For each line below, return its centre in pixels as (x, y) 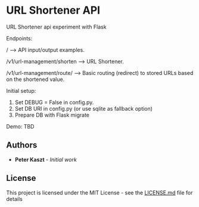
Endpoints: (19, 38)
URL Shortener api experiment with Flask (56, 27)
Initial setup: (21, 90)
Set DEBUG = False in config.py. (54, 102)
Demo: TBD (20, 126)
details (14, 199)
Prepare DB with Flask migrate (52, 115)
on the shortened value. (35, 79)
